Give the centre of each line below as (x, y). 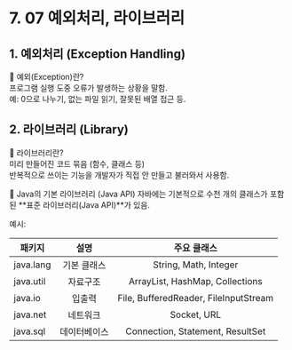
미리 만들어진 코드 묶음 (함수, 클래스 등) (77, 163)
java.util (30, 281)
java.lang (32, 265)
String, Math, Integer (195, 265)
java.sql (30, 331)
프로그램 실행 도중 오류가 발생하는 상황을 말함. (89, 88)
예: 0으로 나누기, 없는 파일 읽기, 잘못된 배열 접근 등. (98, 99)
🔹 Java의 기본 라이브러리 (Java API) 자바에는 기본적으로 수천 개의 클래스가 (138, 194)
